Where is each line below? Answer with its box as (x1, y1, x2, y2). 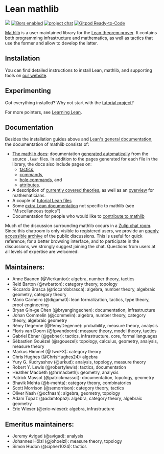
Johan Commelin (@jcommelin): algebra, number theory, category (12, 312, 146, 318)
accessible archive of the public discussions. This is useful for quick (5, 233, 143, 239)
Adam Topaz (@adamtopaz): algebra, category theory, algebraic (12, 395, 142, 402)
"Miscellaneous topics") (12, 208, 61, 214)
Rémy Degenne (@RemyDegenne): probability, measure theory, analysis (12, 323, 158, 329)
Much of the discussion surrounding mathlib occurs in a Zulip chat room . (5, 223, 152, 228)
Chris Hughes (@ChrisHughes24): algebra (12, 354, 98, 360)
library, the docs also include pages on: (12, 161, 92, 167)
